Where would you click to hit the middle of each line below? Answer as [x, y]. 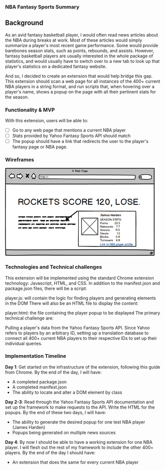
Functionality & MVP [30, 110]
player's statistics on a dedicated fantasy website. [56, 66]
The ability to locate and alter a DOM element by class [67, 392]
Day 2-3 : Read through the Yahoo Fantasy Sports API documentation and [80, 402]
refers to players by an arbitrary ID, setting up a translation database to [77, 333]
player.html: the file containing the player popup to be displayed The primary [83, 313]
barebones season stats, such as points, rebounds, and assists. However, [80, 50]
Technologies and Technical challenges [54, 267]
